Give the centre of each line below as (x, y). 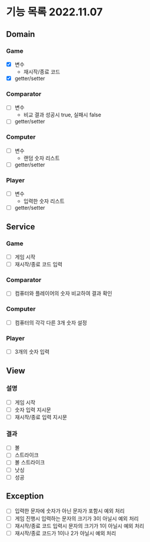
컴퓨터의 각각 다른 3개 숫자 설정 (51, 322)
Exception (25, 496)
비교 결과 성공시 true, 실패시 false (62, 115)
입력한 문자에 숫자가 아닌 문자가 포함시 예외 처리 (69, 511)
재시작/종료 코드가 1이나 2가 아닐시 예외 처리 (65, 533)
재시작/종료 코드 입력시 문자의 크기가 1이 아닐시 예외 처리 (79, 526)
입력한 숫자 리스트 (44, 201)
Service (21, 227)
